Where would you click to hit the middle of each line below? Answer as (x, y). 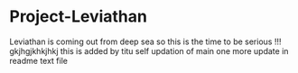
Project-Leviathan (78, 17)
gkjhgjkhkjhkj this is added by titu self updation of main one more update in (149, 50)
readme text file (38, 60)
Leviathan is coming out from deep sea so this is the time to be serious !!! (145, 41)
